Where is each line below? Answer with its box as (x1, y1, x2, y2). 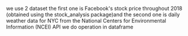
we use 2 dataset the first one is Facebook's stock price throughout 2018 (6, 5, 183, 12)
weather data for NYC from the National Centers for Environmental (6, 17, 166, 24)
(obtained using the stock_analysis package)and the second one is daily (6, 11, 180, 18)
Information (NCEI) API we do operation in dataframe (6, 23, 134, 30)
